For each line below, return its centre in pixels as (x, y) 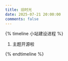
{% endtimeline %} (25, 54)
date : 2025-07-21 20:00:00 (33, 14)
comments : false (22, 19)
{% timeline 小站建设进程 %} (34, 34)
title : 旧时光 (19, 10)
